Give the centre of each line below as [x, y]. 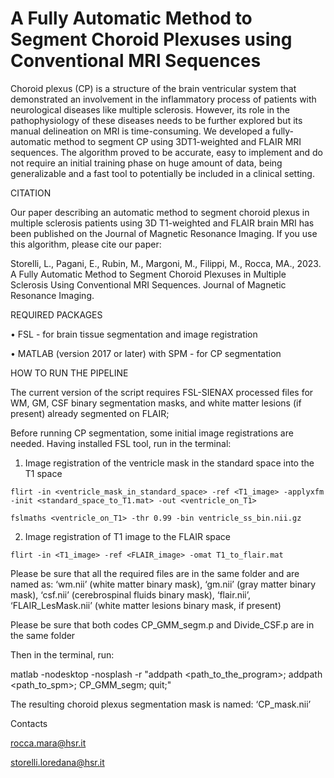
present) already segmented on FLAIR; [90, 413]
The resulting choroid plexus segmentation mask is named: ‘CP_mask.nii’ [161, 704]
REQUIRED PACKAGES [56, 314]
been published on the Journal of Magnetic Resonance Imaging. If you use [164, 233]
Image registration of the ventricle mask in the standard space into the [169, 463]
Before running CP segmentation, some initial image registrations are [152, 433]
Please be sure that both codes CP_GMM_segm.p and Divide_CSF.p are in [162, 624]
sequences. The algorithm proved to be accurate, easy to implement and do [166, 152]
